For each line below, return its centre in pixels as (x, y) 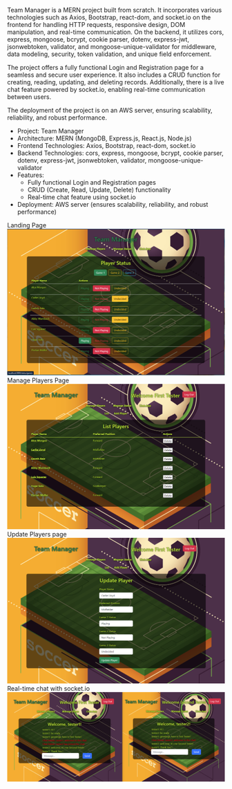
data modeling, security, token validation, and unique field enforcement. (109, 54)
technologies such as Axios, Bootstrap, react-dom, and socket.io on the (109, 17)
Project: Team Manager (50, 131)
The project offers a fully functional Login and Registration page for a (105, 67)
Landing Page (27, 225)
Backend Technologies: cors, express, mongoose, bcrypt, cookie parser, (120, 153)
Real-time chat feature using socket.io (81, 197)
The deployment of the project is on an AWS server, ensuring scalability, (110, 110)
